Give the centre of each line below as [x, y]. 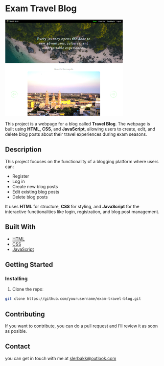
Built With [20, 227]
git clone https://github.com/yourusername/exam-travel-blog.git [73, 299]
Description [23, 150]
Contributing [25, 314]
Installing [16, 278]
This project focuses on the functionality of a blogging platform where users [82, 161]
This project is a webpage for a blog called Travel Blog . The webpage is [78, 123]
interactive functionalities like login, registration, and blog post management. [82, 212]
